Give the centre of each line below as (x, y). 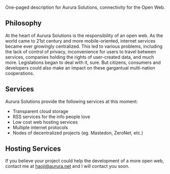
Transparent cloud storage (40, 111)
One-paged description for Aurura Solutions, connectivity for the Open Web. (85, 7)
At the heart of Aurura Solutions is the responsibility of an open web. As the (84, 36)
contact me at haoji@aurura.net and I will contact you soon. (67, 166)
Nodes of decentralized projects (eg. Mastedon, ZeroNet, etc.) (78, 133)
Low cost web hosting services (45, 122)
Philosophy (24, 23)
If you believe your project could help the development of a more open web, (84, 161)
